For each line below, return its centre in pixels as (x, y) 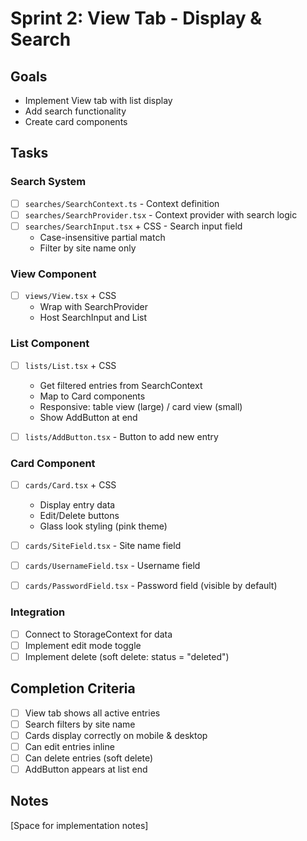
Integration (38, 612)
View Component (53, 274)
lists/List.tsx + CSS (70, 365)
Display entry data (77, 505)
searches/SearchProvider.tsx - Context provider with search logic (161, 214)
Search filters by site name (80, 724)
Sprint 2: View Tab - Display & (136, 18)
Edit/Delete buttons (79, 516)
